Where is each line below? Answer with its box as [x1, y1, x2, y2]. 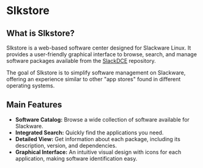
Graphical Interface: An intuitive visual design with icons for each [15, 148, 182, 156]
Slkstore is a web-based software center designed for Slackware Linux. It [6, 44, 191, 51]
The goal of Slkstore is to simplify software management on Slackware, [6, 69, 186, 76]
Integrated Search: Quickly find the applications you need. [15, 129, 164, 136]
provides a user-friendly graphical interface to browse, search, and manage [6, 51, 197, 58]
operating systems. [6, 82, 55, 89]
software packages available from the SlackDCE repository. [6, 57, 156, 64]
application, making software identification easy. [15, 155, 138, 162]
